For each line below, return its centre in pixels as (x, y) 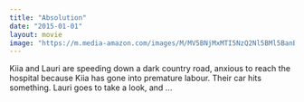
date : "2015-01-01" (46, 26)
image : (22, 43)
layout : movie (36, 34)
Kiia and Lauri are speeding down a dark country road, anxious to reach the (150, 69)
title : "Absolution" (48, 18)
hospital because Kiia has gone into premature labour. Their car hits (136, 79)
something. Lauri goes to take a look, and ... (91, 88)
